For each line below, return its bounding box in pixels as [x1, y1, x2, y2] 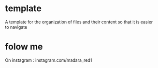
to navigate [5, 24, 28, 30]
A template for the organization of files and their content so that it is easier [5, 19, 153, 25]
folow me [5, 41, 43, 52]
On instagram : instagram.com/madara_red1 [5, 57, 92, 63]
